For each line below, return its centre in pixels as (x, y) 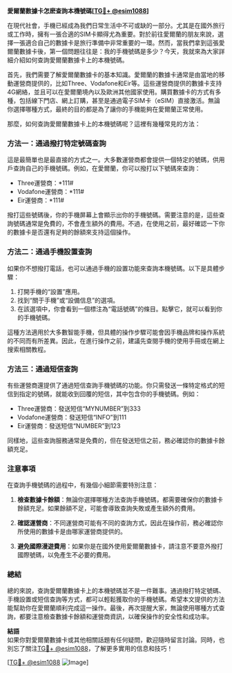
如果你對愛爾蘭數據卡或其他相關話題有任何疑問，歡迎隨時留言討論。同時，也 (116, 640)
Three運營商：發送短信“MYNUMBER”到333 (79, 408)
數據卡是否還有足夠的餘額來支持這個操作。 (74, 232)
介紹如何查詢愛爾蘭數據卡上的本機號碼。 (70, 60)
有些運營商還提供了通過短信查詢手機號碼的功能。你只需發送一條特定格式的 (113, 385)
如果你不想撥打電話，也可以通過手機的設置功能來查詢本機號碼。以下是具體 (113, 268)
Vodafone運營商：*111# (51, 192)
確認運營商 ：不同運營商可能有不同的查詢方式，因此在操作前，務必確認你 (120, 523)
